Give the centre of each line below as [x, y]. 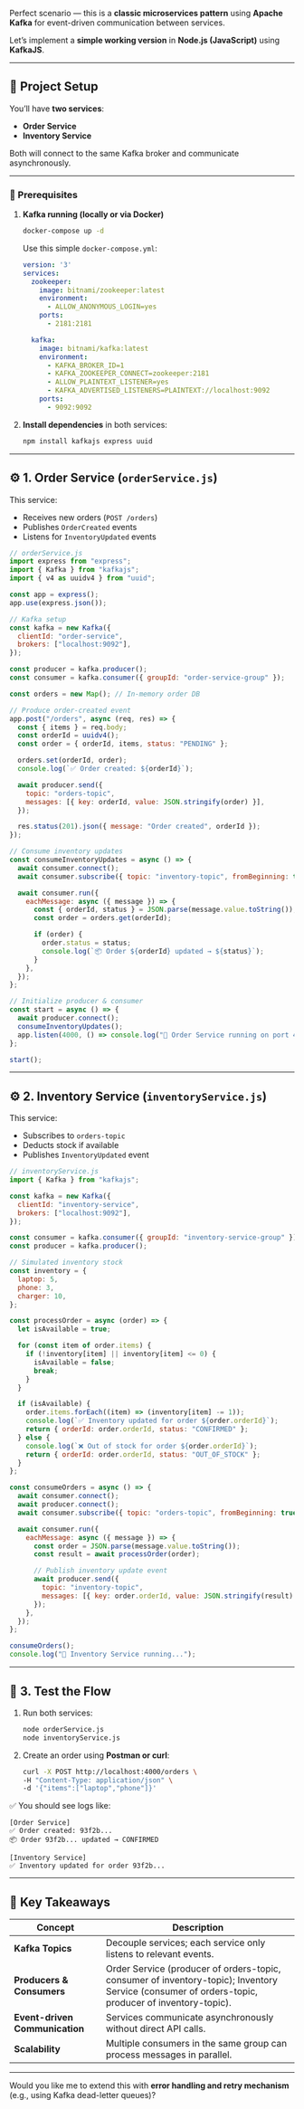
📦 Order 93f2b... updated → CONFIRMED [84, 1840]
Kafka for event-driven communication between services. [117, 23]
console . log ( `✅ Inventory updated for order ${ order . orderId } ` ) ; [152, 1421]
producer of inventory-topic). [169, 2003]
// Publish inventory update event [100, 1571]
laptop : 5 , [38, 1279]
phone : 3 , [36, 1287]
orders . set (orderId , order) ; [72, 760]
